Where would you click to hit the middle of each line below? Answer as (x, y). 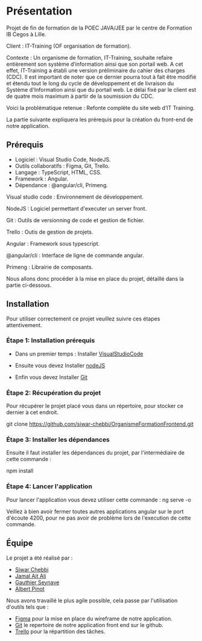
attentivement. (24, 325)
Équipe (20, 544)
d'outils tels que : (28, 607)
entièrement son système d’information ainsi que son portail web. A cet (95, 64)
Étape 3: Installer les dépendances (58, 440)
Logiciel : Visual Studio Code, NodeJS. (63, 159)
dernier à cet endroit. (33, 412)
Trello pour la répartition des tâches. (60, 631)
